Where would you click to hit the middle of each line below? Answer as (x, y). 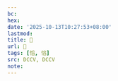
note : (15, 66)
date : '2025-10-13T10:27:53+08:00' (60, 27)
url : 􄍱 (17, 46)
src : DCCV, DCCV (31, 60)
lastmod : (20, 33)
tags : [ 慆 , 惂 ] (29, 54)
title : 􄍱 (20, 40)
